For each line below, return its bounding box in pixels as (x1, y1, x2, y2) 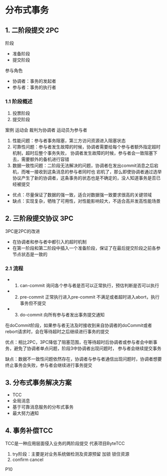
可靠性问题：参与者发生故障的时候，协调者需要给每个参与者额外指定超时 (12, 144, 161, 150)
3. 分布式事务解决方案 (5, 378, 72, 387)
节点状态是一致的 (12, 251, 48, 257)
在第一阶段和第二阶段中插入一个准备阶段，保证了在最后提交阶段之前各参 (12, 245, 161, 251)
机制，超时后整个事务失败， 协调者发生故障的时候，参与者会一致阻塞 (12, 150, 153, 156)
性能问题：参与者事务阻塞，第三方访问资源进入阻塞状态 (12, 138, 126, 144)
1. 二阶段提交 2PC (5, 26, 59, 34)
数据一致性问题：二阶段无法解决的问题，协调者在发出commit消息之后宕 (12, 162, 159, 168)
